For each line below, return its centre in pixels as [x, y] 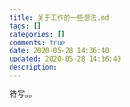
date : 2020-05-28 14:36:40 [59, 51]
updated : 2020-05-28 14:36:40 [65, 59]
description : [33, 68]
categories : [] [37, 34]
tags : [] [25, 26]
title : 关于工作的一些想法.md [59, 17]
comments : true [37, 42]
